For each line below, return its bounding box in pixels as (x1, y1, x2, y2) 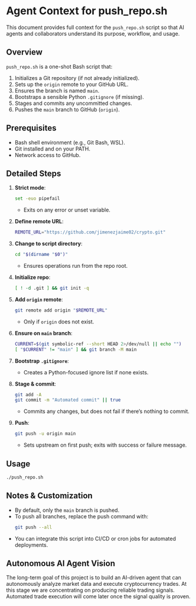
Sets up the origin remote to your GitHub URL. (14, 81, 129, 88)
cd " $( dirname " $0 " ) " (14, 252, 68, 258)
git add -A (14, 392, 42, 397)
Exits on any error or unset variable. (23, 206, 111, 214)
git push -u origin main (14, 431, 76, 437)
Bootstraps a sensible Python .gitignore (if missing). (14, 93, 145, 100)
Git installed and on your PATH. (14, 145, 90, 152)
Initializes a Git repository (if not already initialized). (14, 74, 140, 81)
